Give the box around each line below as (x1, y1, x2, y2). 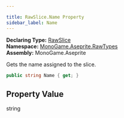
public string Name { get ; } (6, 72, 79, 78)
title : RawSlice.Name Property (6, 14, 84, 20)
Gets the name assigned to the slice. (6, 61, 96, 68)
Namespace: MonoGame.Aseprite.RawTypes (6, 43, 118, 50)
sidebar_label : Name (6, 19, 58, 26)
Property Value (6, 88, 64, 99)
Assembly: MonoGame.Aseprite (6, 49, 86, 56)
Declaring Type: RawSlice (6, 36, 71, 43)
